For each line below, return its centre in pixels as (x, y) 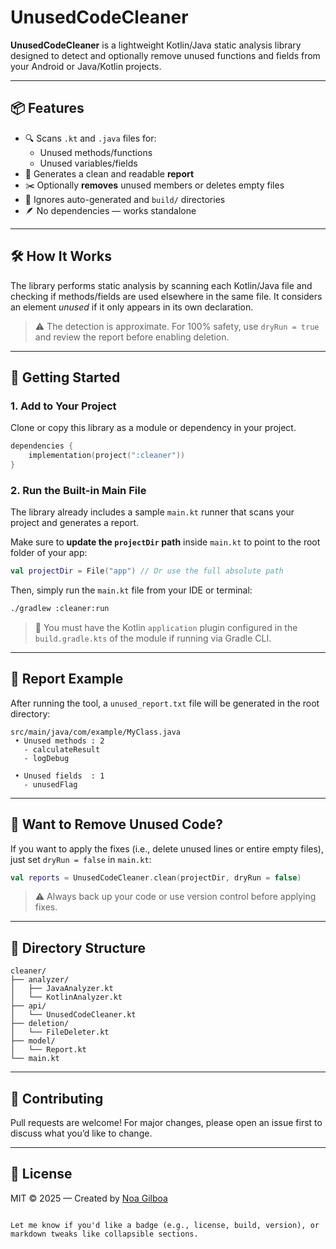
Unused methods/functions (96, 152)
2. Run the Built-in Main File (78, 490)
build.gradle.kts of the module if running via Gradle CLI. (153, 638)
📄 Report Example (67, 679)
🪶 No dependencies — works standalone (110, 210)
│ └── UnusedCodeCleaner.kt (73, 1015)
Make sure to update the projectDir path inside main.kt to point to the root (165, 542)
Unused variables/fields (88, 163)
